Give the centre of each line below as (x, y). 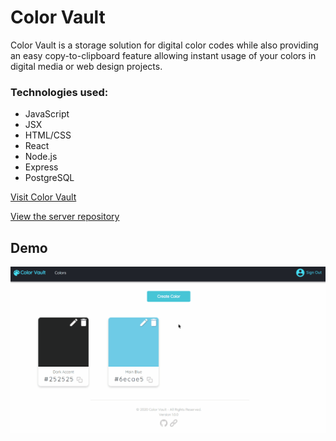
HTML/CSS (48, 135)
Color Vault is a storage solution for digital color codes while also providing (164, 45)
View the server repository (65, 217)
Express (41, 167)
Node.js (41, 157)
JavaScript (47, 114)
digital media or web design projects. (86, 66)
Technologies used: (59, 92)
